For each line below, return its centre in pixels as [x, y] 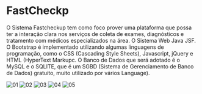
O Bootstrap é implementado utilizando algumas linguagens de [85, 47]
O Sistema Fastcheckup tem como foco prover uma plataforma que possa [99, 27]
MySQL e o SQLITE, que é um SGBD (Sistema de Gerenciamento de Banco [100, 66]
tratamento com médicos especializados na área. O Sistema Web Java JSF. [101, 40]
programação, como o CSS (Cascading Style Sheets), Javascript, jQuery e [100, 53]
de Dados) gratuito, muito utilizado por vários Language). [78, 73]
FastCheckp [38, 11]
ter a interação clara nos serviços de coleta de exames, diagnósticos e [95, 34]
